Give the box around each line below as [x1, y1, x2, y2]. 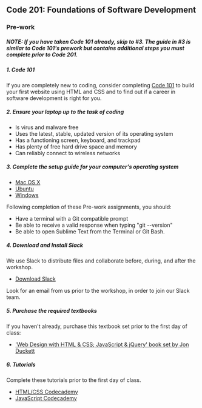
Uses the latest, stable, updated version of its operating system [15, 130, 173, 137]
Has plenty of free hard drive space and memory [15, 142, 138, 150]
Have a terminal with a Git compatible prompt [15, 215, 129, 222]
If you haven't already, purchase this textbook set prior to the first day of [6, 323, 188, 330]
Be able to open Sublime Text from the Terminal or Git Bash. [15, 227, 165, 235]
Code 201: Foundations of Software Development [6, 5, 197, 15]
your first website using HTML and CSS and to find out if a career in [6, 88, 176, 95]
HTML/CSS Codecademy [15, 388, 78, 395]
